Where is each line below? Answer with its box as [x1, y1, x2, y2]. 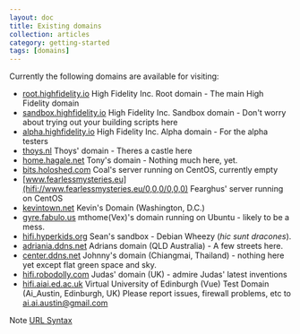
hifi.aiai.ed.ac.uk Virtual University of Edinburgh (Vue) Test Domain [21, 278, 270, 289]
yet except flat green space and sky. [21, 260, 157, 270]
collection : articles [9, 30, 90, 39]
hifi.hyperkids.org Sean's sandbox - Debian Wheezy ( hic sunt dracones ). [21, 231, 292, 242]
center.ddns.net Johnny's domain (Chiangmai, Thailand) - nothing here [21, 250, 285, 261]
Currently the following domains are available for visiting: [9, 71, 219, 81]
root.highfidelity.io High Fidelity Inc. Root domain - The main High [21, 89, 264, 99]
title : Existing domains [9, 21, 102, 30]
